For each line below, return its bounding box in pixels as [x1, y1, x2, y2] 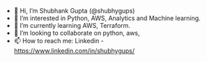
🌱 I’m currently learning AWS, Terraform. [13, 22, 131, 29]
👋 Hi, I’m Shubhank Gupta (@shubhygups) [13, 7, 135, 15]
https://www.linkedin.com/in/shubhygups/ [13, 47, 135, 55]
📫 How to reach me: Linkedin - [13, 37, 105, 45]
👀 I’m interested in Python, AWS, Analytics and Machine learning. [13, 14, 201, 22]
